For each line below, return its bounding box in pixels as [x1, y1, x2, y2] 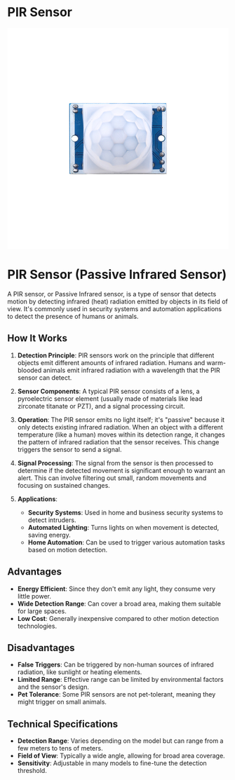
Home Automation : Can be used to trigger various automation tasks [27, 538, 226, 547]
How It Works [7, 332, 68, 344]
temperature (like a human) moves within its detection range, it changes [17, 430, 226, 439]
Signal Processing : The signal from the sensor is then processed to [17, 458, 214, 467]
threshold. [17, 767, 47, 775]
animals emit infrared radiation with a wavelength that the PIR [43, 366, 221, 374]
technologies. [17, 622, 58, 630]
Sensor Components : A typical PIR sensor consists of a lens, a [17, 387, 200, 395]
